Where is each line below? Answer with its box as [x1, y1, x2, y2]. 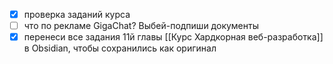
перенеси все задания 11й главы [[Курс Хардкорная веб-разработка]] [23, 31, 324, 43]
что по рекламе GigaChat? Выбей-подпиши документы [23, 20, 259, 32]
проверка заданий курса [23, 9, 131, 20]
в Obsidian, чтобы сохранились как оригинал [23, 42, 217, 54]
